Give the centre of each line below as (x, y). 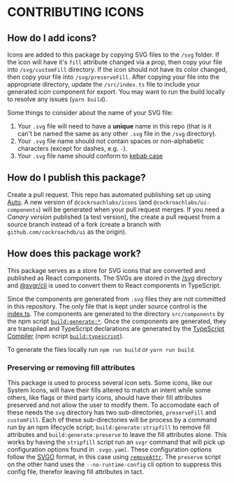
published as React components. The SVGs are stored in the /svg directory (115, 278)
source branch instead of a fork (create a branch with (84, 224)
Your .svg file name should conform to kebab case (90, 156)
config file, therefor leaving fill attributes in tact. (76, 471)
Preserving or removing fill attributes (71, 367)
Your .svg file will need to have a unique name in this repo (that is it (114, 126)
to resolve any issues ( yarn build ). (57, 99)
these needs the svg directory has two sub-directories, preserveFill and (112, 412)
